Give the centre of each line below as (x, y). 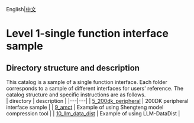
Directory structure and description (73, 68)
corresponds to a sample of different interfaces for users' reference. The (95, 88)
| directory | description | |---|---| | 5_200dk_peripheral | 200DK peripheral (97, 101)
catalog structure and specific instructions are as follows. (76, 95)
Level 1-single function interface (87, 33)
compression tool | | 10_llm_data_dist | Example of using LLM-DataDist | (93, 114)
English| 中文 (21, 9)
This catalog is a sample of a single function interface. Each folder (87, 82)
